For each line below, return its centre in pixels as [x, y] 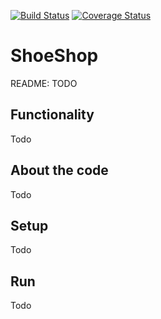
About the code [59, 170]
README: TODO [44, 83]
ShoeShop [54, 56]
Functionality [52, 115]
